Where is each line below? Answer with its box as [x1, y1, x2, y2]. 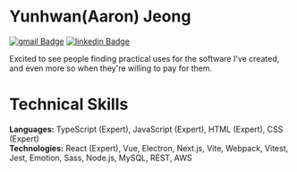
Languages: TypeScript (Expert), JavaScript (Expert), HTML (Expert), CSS [9, 124, 284, 134]
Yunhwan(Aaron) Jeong [9, 6, 191, 27]
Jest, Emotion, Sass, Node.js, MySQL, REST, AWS [9, 152, 192, 163]
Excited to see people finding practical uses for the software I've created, [9, 53, 280, 64]
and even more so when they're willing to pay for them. [9, 63, 213, 73]
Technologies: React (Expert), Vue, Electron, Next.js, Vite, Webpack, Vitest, [9, 142, 289, 153]
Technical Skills [9, 94, 129, 115]
